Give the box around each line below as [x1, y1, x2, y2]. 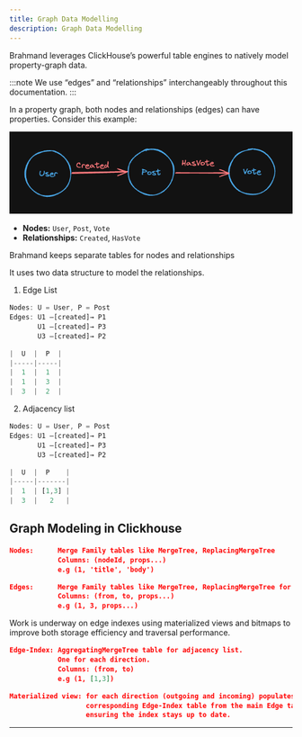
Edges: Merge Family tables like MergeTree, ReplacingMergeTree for [9, 582, 292, 591]
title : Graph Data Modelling [9, 14, 119, 23]
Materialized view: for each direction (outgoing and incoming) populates [9, 691, 296, 701]
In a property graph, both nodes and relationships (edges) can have [9, 103, 261, 114]
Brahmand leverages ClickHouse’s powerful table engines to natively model [9, 49, 289, 60]
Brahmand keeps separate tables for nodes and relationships [9, 250, 235, 261]
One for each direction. [57, 655, 151, 665]
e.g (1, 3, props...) [57, 601, 139, 611]
